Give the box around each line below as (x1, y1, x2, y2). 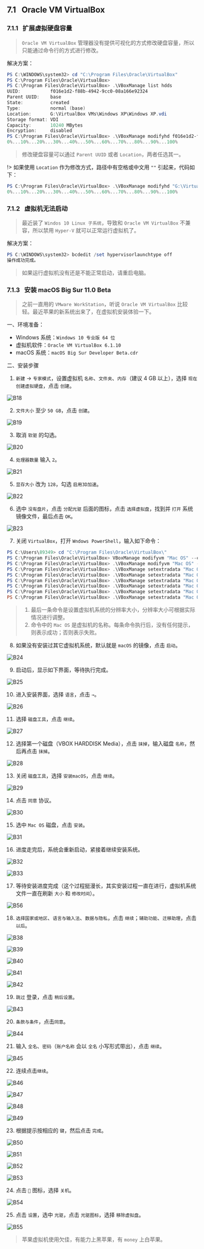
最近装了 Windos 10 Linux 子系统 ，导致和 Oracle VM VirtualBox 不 (21, 219, 186, 226)
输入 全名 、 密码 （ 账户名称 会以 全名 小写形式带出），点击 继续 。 (15, 1043, 165, 1050)
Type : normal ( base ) (7, 105, 86, 111)
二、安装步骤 (7, 362, 39, 369)
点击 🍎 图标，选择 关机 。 (15, 1187, 75, 1194)
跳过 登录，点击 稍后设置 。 (15, 994, 78, 1001)
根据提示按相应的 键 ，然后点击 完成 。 (15, 1127, 107, 1134)
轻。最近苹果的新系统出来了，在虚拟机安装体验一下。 (21, 308, 155, 315)
